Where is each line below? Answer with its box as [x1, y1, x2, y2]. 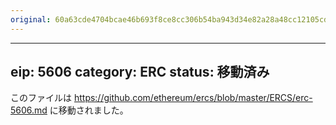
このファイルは [10, 92, 72, 104]
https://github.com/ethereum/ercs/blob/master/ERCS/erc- [73, 92, 313, 104]
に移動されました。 [49, 104, 129, 116]
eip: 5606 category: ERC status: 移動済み [10, 64, 270, 81]
